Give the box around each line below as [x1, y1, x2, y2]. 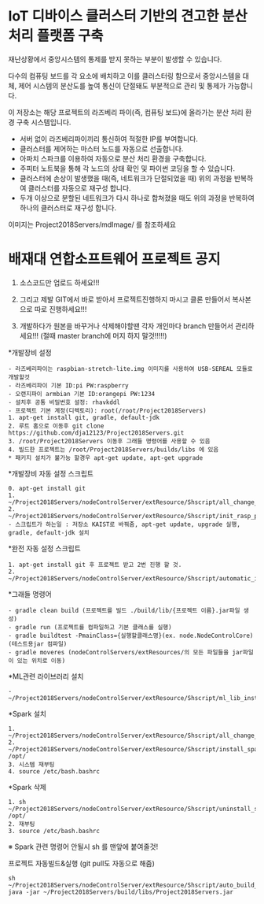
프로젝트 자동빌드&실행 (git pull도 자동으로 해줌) [8, 858, 156, 868]
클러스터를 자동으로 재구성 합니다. [27, 183, 131, 193]
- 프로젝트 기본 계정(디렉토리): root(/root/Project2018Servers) [8, 406, 207, 414]
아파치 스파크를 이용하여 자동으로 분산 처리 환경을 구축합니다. [19, 154, 207, 163]
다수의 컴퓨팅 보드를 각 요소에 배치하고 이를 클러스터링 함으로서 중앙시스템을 [8, 71, 241, 80]
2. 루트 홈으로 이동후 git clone [8, 422, 104, 430]
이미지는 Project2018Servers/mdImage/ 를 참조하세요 [8, 220, 177, 229]
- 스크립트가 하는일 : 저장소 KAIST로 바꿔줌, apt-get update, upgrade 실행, [8, 521, 241, 528]
